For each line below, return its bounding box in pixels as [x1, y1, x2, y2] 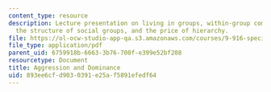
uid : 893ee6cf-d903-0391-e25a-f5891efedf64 [8, 71, 157, 79]
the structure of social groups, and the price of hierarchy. [15, 26, 229, 34]
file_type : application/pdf [8, 42, 103, 50]
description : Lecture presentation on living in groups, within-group [8, 19, 251, 27]
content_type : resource [8, 11, 89, 20]
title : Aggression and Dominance [8, 64, 121, 72]
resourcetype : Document [8, 57, 89, 65]
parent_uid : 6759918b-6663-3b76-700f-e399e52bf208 [8, 49, 182, 57]
